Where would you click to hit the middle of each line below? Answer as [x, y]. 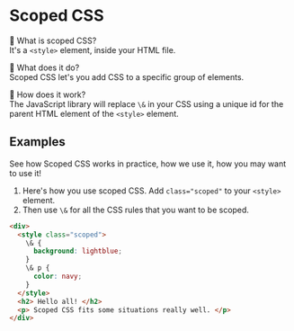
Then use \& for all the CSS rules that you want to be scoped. [136, 210]
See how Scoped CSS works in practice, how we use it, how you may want [148, 164]
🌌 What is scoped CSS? [53, 40]
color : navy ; [58, 276]
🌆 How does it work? [48, 94]
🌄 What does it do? [45, 67]
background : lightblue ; [78, 251]
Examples [37, 142]
